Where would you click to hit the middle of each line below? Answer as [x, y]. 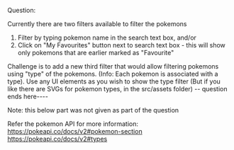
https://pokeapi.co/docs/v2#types [57, 139]
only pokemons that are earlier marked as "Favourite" [96, 53]
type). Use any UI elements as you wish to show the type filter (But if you [114, 81]
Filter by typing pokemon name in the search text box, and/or [107, 37]
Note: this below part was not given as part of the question [93, 110]
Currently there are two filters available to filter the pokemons [97, 24]
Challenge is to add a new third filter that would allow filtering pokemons [113, 66]
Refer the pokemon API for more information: [73, 124]
